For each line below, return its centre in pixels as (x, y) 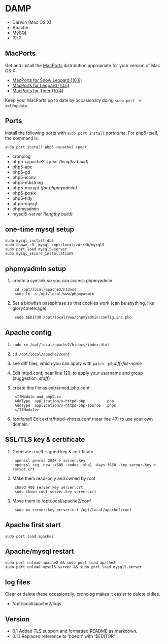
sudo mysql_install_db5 (30, 241)
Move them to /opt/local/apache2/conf (51, 501)
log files (18, 582)
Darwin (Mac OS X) (32, 22)
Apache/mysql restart (40, 552)
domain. (20, 424)
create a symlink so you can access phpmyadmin (62, 281)
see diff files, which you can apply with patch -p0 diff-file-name (77, 363)
